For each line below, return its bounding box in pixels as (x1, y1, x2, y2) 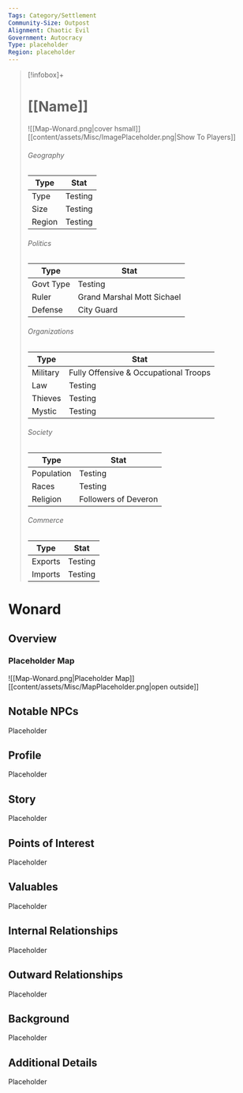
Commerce (27, 516, 65, 525)
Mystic (31, 405, 58, 416)
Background (8, 1012, 69, 1025)
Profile (8, 749, 42, 762)
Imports (31, 569, 61, 580)
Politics (27, 238, 52, 248)
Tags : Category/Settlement (8, 11, 97, 20)
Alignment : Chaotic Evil (8, 26, 90, 34)
